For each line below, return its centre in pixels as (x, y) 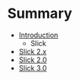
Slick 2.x (33, 51)
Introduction (38, 35)
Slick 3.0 (33, 68)
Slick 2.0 (33, 60)
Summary (40, 14)
